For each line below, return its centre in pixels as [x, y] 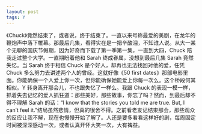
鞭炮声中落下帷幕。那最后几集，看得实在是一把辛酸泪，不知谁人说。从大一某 [101, 42]
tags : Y [16, 17]
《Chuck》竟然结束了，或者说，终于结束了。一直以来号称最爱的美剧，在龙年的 [101, 35]
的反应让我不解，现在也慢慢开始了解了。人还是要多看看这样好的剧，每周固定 [101, 117]
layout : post [23, 12]
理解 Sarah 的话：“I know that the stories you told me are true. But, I [101, 102]
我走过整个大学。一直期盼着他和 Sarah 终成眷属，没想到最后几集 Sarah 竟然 [100, 57]
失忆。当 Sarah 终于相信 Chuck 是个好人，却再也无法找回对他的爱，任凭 [96, 65]
